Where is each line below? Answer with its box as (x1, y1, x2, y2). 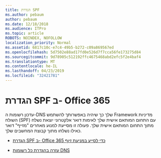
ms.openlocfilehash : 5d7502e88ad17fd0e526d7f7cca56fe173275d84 (5, 49, 141, 55)
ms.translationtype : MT (5, 59, 56, 64)
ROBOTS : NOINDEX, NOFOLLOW (5, 36, 62, 41)
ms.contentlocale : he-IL (5, 64, 58, 69)
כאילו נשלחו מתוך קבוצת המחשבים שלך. (5, 127, 82, 134)
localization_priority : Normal (5, 40, 71, 45)
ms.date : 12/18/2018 (5, 21, 49, 27)
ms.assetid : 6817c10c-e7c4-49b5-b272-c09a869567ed (5, 45, 114, 50)
